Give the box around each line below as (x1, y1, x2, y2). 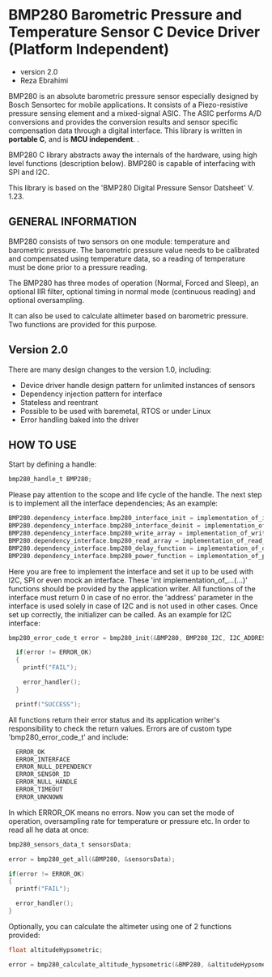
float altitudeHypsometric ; (8, 945, 104, 954)
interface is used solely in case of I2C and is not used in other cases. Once (8, 601, 258, 611)
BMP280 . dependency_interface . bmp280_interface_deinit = (8, 522, 201, 530)
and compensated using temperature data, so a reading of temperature (8, 254, 245, 263)
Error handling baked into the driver (19, 415, 139, 425)
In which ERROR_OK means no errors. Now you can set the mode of (8, 808, 235, 817)
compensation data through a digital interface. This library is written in (8, 126, 243, 135)
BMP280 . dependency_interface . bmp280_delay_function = (8, 544, 194, 552)
